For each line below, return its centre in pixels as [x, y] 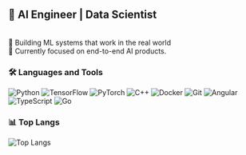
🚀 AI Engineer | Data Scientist [83, 15]
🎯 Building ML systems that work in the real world [90, 42]
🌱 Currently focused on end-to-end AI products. [87, 51]
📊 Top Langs [34, 122]
